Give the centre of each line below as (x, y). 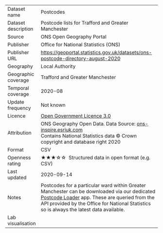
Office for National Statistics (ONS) (80, 44)
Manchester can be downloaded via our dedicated (98, 191)
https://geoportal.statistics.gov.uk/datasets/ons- (96, 52)
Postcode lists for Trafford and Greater (84, 23)
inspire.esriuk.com (62, 130)
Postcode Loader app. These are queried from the (98, 197)
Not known (53, 105)
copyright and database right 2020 (81, 142)
